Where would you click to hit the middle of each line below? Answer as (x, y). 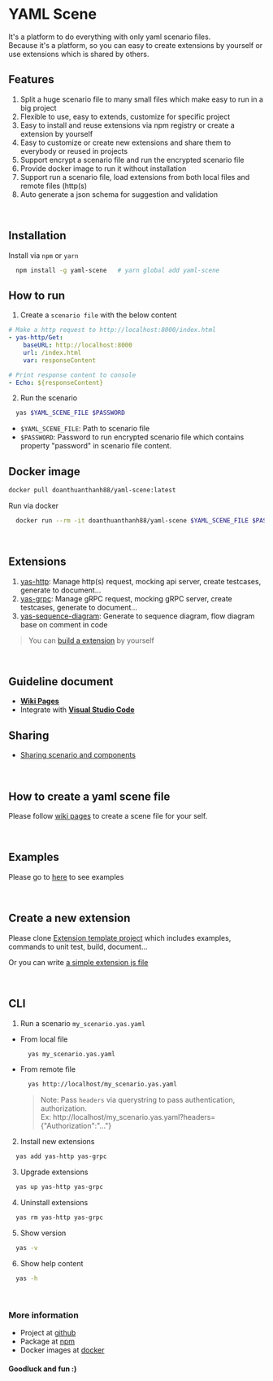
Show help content (52, 1263)
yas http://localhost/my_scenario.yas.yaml (102, 1084)
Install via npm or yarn (43, 255)
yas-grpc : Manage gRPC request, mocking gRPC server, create (126, 598)
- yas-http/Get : (36, 338)
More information (43, 1315)
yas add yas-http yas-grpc (61, 1156)
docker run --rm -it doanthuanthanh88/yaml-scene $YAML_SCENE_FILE (132, 520)
